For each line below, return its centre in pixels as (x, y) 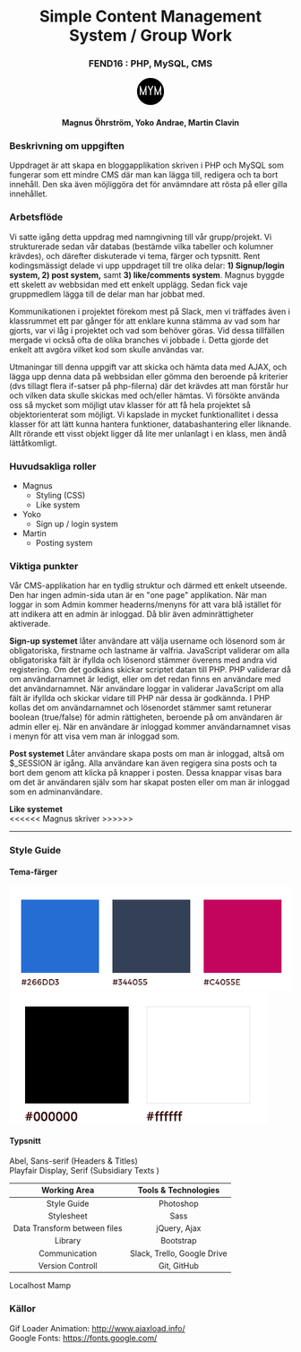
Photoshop (178, 1203)
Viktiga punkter (44, 566)
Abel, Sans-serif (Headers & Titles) (74, 1161)
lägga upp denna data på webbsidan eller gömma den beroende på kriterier (149, 376)
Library (68, 1241)
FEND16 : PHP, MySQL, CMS (150, 64)
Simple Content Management (150, 17)
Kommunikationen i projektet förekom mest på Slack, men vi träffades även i (150, 311)
